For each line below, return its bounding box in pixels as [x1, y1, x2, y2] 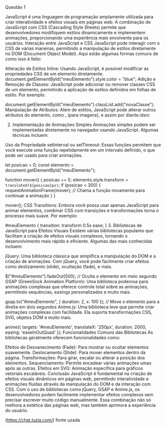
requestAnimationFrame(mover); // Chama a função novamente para [5, 187, 145, 193]
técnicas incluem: [12, 132, 49, 138]
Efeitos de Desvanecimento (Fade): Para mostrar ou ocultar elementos [5, 344, 149, 350]
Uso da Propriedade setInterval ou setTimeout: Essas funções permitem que [5, 142, 161, 148]
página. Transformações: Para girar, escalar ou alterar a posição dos [5, 355, 145, 361]
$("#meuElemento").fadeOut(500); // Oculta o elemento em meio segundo [5, 273, 157, 279]
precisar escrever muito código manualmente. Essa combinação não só [5, 397, 151, 403]
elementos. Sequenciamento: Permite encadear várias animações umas [5, 360, 152, 366]
